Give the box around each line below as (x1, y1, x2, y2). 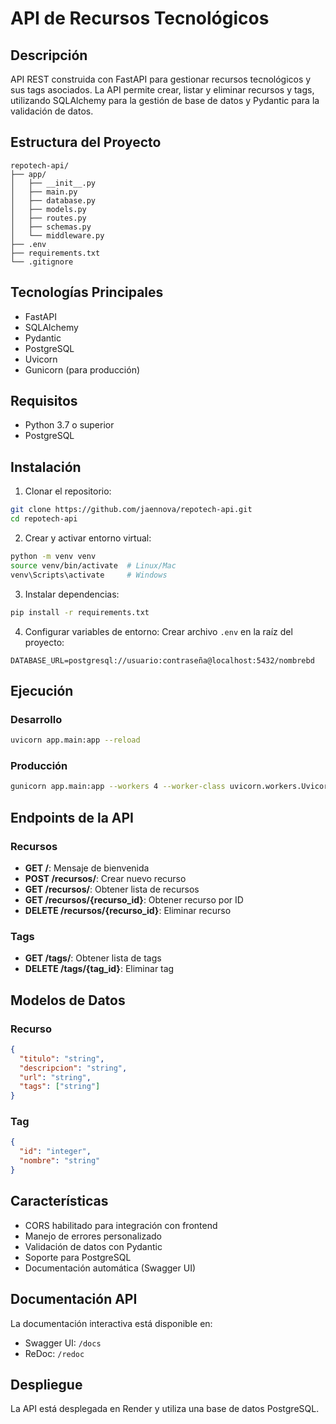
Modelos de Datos (10, 992, 126, 1009)
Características (10, 1193, 109, 1210)
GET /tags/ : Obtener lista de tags (24, 952, 162, 964)
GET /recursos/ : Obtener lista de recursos (24, 883, 200, 895)
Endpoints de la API (10, 809, 134, 826)
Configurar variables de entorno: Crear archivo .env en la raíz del (24, 625, 293, 637)
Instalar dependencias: (24, 588, 120, 600)
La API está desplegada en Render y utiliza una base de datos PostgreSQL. (10, 1403, 320, 1415)
